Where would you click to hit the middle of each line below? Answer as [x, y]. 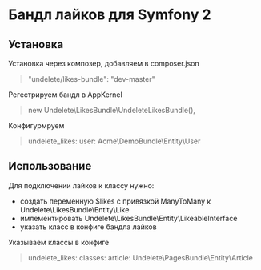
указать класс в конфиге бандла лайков [88, 227]
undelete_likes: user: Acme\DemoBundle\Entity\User [114, 141]
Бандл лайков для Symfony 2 [110, 15]
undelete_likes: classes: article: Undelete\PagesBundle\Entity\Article [141, 257]
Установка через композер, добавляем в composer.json [104, 63]
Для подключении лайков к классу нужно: [81, 185]
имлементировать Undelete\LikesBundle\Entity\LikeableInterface [128, 218]
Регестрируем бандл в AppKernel [65, 95]
